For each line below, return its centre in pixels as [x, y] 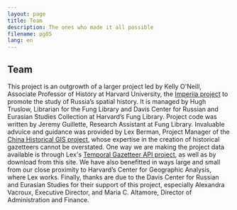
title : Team [25, 21]
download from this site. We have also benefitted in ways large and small [114, 162]
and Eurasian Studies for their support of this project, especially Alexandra [116, 184]
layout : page [27, 14]
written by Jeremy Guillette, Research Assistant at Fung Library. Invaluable [116, 124]
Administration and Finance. [49, 199]
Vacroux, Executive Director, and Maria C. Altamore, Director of [100, 192]
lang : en [20, 41]
